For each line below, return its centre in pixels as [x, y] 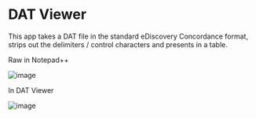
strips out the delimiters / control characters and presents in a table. [118, 44]
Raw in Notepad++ [38, 60]
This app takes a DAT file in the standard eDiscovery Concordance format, [128, 36]
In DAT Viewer [31, 90]
